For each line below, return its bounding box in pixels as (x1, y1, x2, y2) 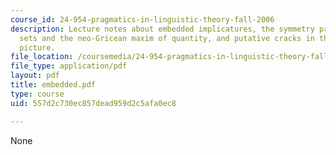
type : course (10, 89, 65, 99)
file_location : (10, 52, 74, 62)
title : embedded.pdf (10, 80, 97, 90)
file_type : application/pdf (10, 61, 128, 71)
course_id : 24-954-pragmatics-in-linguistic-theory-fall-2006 (10, 14, 275, 25)
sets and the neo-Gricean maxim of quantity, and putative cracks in (19, 33, 315, 43)
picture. (19, 42, 56, 53)
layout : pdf (10, 71, 60, 81)
